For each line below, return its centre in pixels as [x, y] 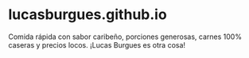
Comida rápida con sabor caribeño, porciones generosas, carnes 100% [125, 37]
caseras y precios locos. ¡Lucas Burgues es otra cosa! [97, 44]
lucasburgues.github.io [88, 15]
